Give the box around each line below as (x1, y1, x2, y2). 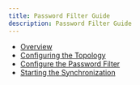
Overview (19, 41, 53, 51)
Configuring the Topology (19, 50, 107, 60)
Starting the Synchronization (19, 67, 116, 77)
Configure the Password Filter (19, 58, 121, 69)
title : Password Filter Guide (8, 11, 111, 20)
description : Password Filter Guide (8, 19, 132, 28)
